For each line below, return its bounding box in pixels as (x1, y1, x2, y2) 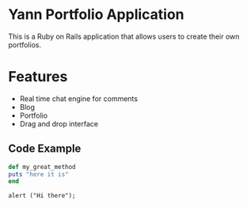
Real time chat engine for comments (19, 93, 139, 103)
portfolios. (8, 40, 42, 49)
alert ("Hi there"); (8, 192, 77, 200)
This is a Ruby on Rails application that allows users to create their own (8, 32, 240, 41)
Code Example (8, 142, 82, 156)
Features (8, 68, 68, 86)
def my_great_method (8, 163, 77, 171)
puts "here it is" (8, 170, 69, 179)
